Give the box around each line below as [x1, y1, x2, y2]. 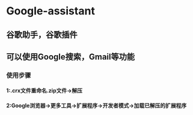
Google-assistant [6, 4, 95, 18]
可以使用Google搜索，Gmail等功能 [6, 52, 135, 62]
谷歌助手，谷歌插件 [6, 29, 78, 40]
